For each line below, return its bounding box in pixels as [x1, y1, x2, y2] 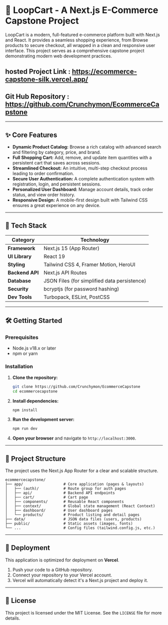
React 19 [43, 252, 65, 259]
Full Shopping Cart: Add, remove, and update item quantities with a [12, 154, 152, 160]
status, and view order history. [12, 191, 75, 197]
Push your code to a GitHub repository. [12, 566, 93, 572]
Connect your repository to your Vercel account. [12, 572, 112, 578]
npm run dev [12, 426, 37, 431]
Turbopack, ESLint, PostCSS [43, 293, 110, 300]
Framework [7, 244, 35, 251]
